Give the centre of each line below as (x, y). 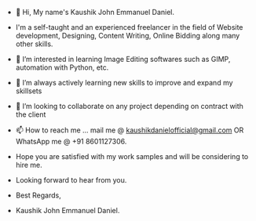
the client (31, 114)
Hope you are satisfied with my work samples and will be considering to (132, 156)
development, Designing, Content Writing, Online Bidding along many (128, 36)
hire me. (29, 165)
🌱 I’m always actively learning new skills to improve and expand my (124, 83)
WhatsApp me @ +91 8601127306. (71, 141)
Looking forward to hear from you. (71, 180)
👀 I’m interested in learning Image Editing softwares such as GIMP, (123, 59)
